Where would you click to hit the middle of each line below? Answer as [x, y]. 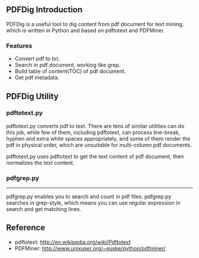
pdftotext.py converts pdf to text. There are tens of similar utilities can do [95, 126]
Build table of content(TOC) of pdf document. [70, 71]
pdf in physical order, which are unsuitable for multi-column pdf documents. [99, 145]
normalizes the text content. [40, 163]
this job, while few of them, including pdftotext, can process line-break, [93, 132]
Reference [26, 228]
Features [19, 46]
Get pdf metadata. [37, 78]
